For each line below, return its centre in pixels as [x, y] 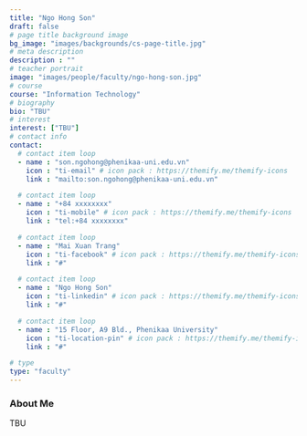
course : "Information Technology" [75, 94]
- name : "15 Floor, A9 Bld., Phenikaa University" [118, 329]
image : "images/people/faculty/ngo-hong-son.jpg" [106, 78]
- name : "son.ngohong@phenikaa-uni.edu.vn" [104, 162]
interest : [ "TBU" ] [44, 129]
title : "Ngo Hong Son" [53, 18]
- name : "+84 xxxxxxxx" [65, 204]
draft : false [34, 26]
